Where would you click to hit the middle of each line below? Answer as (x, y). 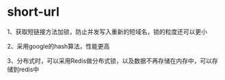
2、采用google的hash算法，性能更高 (58, 46)
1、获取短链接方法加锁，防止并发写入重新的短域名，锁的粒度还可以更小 (107, 31)
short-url (33, 12)
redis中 (29, 69)
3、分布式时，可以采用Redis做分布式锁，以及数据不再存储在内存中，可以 (109, 61)
